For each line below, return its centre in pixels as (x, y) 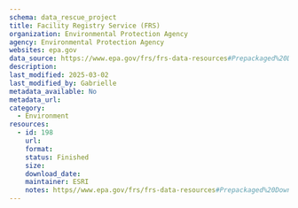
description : (33, 67)
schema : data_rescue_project (63, 17)
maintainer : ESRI (57, 182)
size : (35, 166)
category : (27, 108)
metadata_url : (35, 100)
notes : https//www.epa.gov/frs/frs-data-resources (121, 190)
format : (39, 149)
